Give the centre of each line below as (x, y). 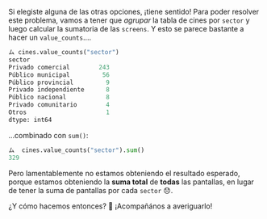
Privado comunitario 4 (59, 105)
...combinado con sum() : (48, 135)
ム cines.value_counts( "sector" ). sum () (77, 150)
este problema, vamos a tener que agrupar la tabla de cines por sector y (129, 20)
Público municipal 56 (59, 75)
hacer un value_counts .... (50, 37)
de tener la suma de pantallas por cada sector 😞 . (91, 190)
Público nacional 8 (59, 97)
